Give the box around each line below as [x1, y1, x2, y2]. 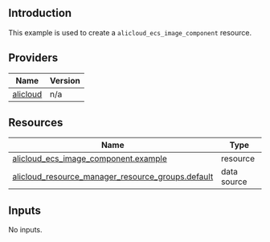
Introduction [8, 6, 72, 20]
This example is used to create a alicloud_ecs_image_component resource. [8, 27, 252, 37]
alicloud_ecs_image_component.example [12, 153, 167, 164]
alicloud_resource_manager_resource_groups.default [12, 171, 214, 183]
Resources [8, 116, 63, 129]
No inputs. [8, 225, 43, 235]
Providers [8, 51, 59, 65]
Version [49, 75, 80, 86]
